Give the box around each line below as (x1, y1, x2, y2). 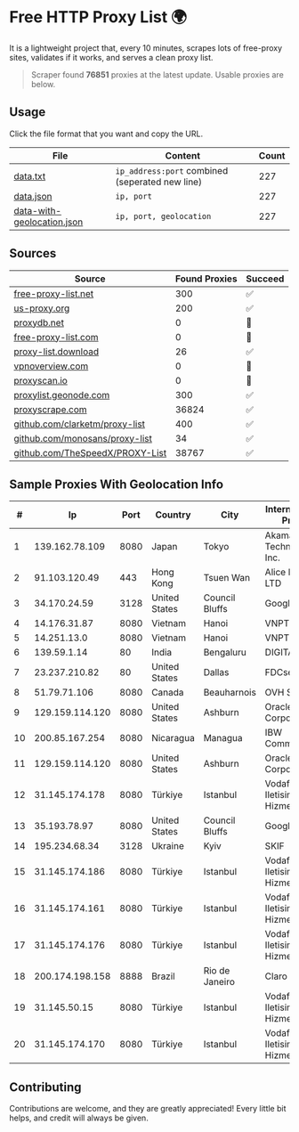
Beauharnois (203, 687, 256, 699)
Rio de (203, 965, 230, 977)
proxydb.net (13, 316, 65, 329)
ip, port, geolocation (115, 211, 212, 221)
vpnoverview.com (13, 360, 89, 372)
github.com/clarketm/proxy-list (13, 418, 145, 430)
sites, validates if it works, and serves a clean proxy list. (9, 52, 214, 62)
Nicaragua (150, 732, 196, 745)
